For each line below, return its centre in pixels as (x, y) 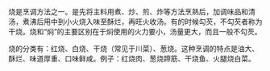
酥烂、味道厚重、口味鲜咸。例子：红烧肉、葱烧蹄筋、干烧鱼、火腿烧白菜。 (132, 59)
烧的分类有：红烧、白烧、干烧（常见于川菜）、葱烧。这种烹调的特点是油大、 (134, 49)
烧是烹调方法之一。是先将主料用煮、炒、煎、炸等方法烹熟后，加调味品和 (128, 12)
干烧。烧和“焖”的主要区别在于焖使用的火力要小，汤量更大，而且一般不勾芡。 (135, 32)
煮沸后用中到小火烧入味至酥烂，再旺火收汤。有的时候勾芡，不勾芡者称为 (142, 22)
